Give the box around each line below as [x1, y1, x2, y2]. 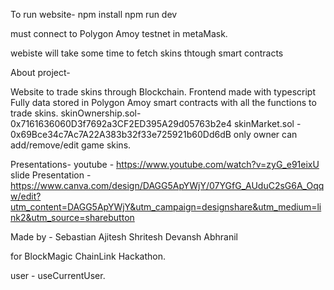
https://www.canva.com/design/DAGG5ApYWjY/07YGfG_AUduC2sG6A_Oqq [10, 180, 325, 191]
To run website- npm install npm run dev [10, 9, 178, 20]
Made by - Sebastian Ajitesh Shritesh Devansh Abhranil [10, 231, 238, 243]
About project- [10, 67, 71, 78]
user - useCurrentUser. [10, 270, 106, 281]
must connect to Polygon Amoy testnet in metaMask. [10, 28, 228, 39]
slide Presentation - [10, 169, 92, 181]
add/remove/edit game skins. [10, 139, 132, 151]
